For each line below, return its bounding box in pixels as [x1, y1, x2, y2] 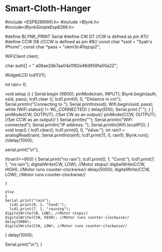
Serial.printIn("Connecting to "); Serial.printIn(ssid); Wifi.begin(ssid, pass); [5, 101, 154, 107]
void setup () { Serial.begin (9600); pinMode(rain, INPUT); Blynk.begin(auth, [5, 91, 157, 97]
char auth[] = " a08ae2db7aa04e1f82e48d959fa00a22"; [5, 63, 118, 68]
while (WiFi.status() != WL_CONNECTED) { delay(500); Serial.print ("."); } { [5, 106, 154, 112]
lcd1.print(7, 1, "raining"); [9, 206, 71, 211]
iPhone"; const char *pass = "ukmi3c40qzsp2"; [5, 44, 101, 50]
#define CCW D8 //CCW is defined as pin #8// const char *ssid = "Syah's [5, 38, 152, 44]
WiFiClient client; [5, 53, 39, 59]
